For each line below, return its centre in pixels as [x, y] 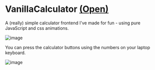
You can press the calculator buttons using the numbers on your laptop [77, 47]
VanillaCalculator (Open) [57, 9]
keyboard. [15, 53]
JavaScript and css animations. [37, 28]
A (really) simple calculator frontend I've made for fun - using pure [73, 23]
